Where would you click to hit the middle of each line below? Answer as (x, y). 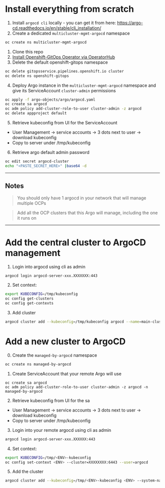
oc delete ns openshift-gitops (37, 76)
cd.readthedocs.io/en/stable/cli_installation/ (57, 28)
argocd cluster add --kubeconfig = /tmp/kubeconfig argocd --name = (73, 322)
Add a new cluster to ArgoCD (66, 342)
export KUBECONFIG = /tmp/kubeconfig (41, 294)
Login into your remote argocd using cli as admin (62, 430)
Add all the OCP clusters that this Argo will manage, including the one (87, 213)
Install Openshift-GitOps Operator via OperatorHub (64, 57)
